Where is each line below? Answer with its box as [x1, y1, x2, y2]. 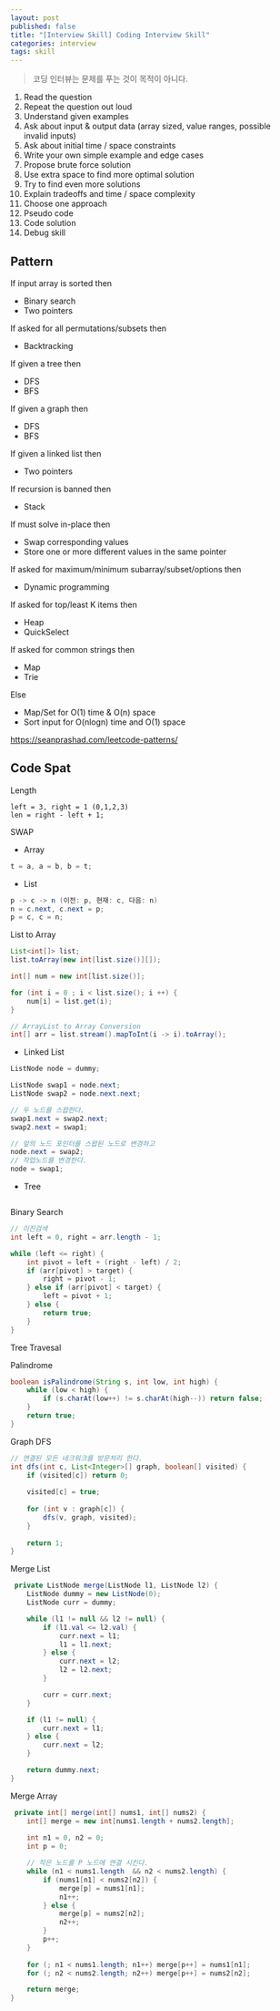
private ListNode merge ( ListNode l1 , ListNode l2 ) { [14, 1581, 219, 1591]
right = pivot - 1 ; [43, 1274, 117, 1284]
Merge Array [10, 1790, 58, 1801]
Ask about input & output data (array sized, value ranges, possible [23, 120, 271, 132]
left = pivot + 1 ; [43, 1292, 113, 1301]
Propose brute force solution [23, 160, 131, 170]
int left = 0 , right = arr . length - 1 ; [10, 1232, 162, 1242]
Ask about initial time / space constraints [23, 140, 176, 151]
